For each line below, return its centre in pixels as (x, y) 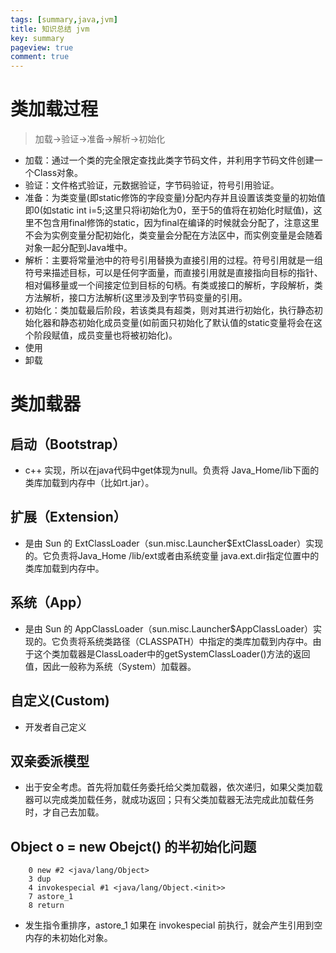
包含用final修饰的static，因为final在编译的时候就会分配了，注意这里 (181, 223)
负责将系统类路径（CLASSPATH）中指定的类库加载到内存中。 (186, 641)
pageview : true (42, 47)
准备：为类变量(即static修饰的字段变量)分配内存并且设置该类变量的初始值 (175, 198)
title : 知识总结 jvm (50, 29)
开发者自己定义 (55, 727)
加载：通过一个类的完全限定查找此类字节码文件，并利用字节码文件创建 (169, 160)
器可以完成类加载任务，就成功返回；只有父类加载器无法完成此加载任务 (169, 800)
